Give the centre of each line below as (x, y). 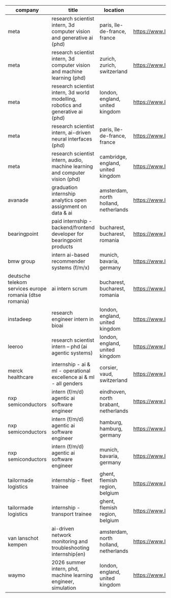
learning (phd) (69, 78)
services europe (27, 289)
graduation (65, 187)
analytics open (69, 200)
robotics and (67, 105)
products (62, 247)
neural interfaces (72, 139)
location (114, 10)
